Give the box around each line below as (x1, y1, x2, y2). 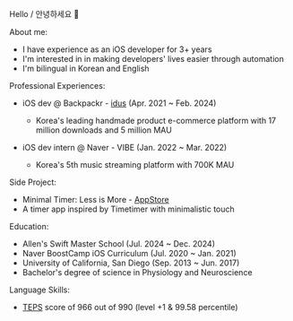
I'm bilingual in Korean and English (22, 63, 150, 74)
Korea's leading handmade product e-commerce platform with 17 (35, 116, 277, 126)
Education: (9, 221, 49, 231)
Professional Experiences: (9, 81, 106, 91)
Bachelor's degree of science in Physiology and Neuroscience (22, 267, 253, 277)
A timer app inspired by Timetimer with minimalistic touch (22, 204, 235, 214)
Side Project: (9, 177, 56, 187)
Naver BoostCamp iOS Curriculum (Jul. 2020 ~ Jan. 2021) (22, 248, 237, 258)
